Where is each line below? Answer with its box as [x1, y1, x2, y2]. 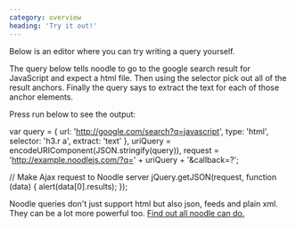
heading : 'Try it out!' [9, 21, 98, 30]
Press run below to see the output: [9, 109, 136, 119]
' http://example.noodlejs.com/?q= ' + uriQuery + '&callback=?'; [9, 154, 239, 165]
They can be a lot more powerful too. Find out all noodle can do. [9, 207, 245, 218]
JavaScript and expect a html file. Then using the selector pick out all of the [9, 72, 287, 83]
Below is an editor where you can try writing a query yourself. [9, 45, 235, 56]
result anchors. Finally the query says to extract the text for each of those [9, 82, 279, 93]
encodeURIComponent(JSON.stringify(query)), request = [9, 144, 220, 156]
